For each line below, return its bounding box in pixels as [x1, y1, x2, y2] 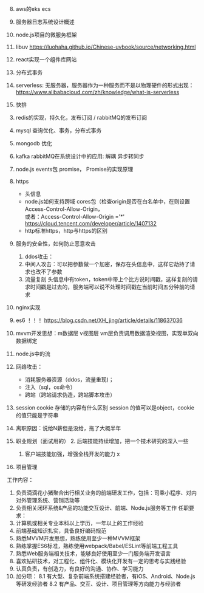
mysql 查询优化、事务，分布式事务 [15, 127, 102, 134]
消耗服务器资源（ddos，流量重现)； [24, 376, 114, 383]
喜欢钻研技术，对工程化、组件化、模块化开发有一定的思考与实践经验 [15, 558, 186, 564]
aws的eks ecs [15, 5, 51, 12]
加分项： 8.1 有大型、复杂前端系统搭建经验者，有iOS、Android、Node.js [15, 573, 196, 580]
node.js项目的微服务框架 [15, 31, 78, 38]
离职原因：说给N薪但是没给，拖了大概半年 [15, 425, 121, 431]
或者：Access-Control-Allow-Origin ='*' [24, 213, 125, 220]
